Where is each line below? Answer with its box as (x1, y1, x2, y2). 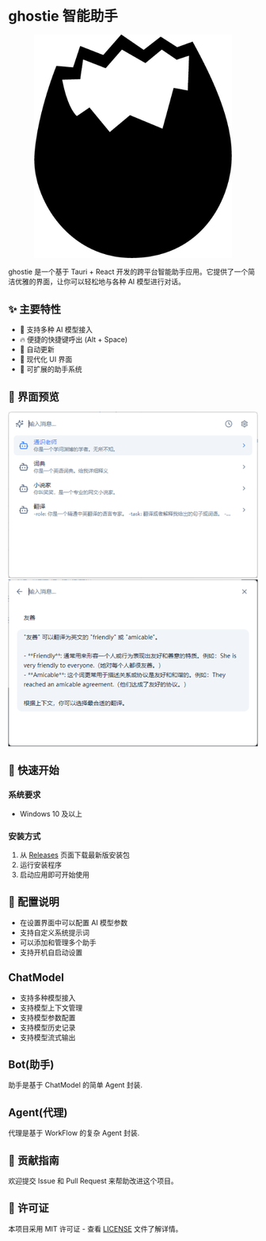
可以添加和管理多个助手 (19, 937, 97, 947)
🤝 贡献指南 (8, 1153, 59, 1167)
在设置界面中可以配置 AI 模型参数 (19, 917, 128, 927)
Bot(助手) (8, 1058, 55, 1072)
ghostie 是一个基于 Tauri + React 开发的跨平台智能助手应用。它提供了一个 (8, 267, 249, 277)
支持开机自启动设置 (19, 947, 83, 957)
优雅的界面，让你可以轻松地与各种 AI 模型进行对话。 (14, 277, 186, 287)
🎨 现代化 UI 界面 (19, 355, 73, 364)
